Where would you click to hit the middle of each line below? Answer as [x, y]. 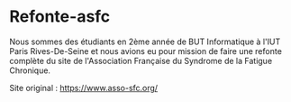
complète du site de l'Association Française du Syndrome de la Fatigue [141, 60]
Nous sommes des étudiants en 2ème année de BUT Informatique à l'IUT [145, 42]
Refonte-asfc [60, 17]
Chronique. [30, 70]
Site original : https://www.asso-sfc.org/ [84, 88]
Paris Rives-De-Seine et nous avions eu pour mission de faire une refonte [145, 51]
